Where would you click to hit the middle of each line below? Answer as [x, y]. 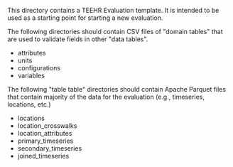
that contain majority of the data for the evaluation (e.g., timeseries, [106, 97]
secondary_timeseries [50, 148]
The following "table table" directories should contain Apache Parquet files [116, 89]
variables [31, 75]
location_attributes [45, 133]
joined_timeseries [43, 156]
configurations [39, 68]
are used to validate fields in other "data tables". [78, 39]
